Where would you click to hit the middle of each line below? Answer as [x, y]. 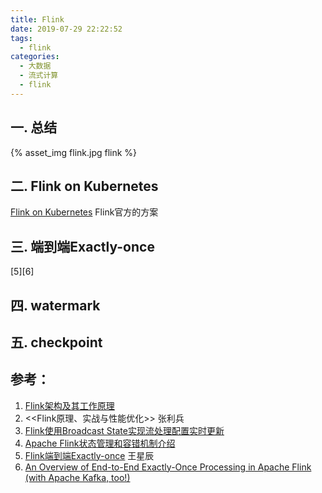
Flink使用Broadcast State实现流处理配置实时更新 [124, 430]
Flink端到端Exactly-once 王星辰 [89, 455]
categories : [35, 57]
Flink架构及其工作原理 [69, 405]
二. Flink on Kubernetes [84, 186]
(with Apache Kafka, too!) [77, 477]
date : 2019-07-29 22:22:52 [66, 29]
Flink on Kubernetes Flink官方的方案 [84, 212]
